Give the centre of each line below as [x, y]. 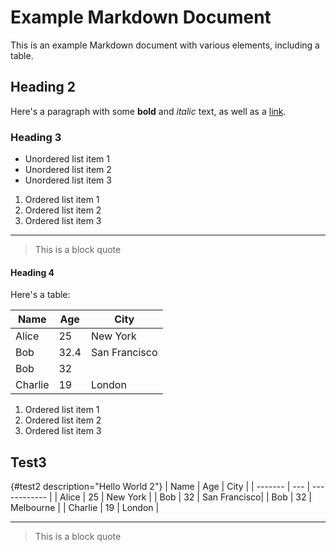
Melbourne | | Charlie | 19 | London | [85, 508]
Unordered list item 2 [68, 170]
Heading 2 [43, 87]
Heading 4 [32, 272]
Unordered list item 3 [68, 180]
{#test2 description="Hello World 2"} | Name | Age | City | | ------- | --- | [160, 487]
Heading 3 [36, 137]
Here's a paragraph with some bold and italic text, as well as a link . [148, 111]
